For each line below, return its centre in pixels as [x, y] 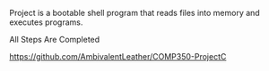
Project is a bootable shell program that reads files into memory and [134, 13]
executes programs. [46, 22]
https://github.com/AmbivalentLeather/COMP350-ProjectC [118, 56]
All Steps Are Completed [55, 39]
